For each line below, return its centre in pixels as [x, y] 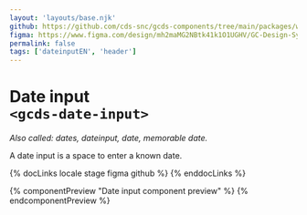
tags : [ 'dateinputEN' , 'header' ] [73, 52]
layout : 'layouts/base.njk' [63, 18]
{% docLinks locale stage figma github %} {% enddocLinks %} [128, 173]
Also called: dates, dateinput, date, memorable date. [109, 138]
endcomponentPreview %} [60, 200]
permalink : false [42, 43]
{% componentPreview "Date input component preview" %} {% [129, 191]
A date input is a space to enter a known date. [96, 156]
